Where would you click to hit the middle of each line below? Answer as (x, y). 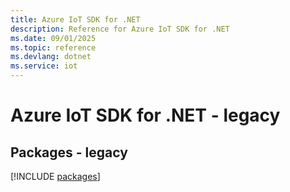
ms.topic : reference (53, 47)
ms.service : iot (44, 66)
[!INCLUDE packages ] (55, 176)
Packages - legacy (69, 152)
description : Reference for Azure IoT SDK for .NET (120, 29)
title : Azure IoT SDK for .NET (75, 19)
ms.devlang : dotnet (51, 57)
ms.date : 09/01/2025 (53, 38)
